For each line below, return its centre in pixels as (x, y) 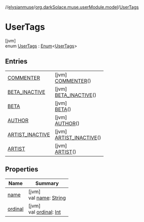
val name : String (47, 198)
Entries (17, 61)
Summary (47, 183)
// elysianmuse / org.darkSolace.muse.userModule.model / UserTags (72, 7)
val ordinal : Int (45, 212)
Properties (22, 169)
